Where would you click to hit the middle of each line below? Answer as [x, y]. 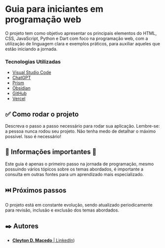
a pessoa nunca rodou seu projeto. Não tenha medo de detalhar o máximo [81, 131]
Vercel [19, 99]
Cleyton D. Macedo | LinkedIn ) [43, 241]
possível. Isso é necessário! [33, 137]
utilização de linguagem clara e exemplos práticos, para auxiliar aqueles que [82, 43]
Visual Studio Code [32, 72]
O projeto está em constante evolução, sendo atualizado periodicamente [79, 205]
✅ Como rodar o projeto [42, 114]
